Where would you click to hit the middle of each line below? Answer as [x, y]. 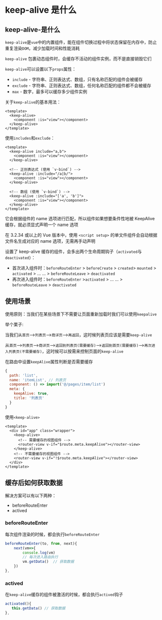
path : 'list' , [24, 375]
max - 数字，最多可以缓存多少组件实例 [50, 92]
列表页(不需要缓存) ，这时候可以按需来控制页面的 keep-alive [66, 351]
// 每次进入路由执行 [40, 557]
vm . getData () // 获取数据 [48, 562]
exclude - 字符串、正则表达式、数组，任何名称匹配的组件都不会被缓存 [82, 85]
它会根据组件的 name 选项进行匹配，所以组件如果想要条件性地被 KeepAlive [80, 218]
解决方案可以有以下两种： [31, 496]
